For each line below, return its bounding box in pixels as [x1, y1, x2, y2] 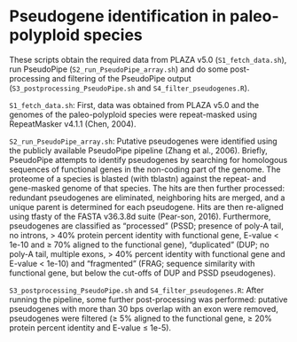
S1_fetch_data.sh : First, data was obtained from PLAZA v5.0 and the [9, 99, 260, 110]
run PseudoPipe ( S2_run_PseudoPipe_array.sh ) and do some [9, 64, 229, 74]
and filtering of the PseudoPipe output [51, 73, 192, 83]
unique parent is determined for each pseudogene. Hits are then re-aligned [9, 201, 284, 212]
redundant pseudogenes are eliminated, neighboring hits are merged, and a [9, 192, 285, 203]
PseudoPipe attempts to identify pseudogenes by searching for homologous [9, 154, 288, 165]
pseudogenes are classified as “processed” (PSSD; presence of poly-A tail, [9, 220, 284, 231]
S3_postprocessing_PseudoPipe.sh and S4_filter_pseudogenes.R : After [9, 284, 264, 295]
